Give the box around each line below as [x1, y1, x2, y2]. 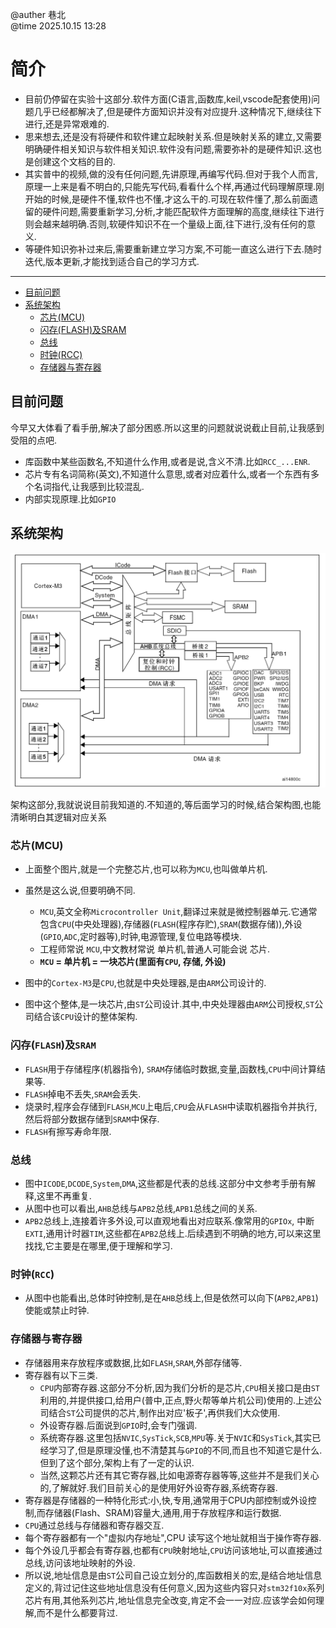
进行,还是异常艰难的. [24, 118, 110, 130]
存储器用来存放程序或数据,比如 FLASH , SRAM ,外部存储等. [24, 1356, 243, 1368]
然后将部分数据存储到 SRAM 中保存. [24, 1113, 160, 1125]
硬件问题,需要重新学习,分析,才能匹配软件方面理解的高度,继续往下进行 [42, 205, 325, 217]
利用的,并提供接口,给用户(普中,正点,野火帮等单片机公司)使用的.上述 [39, 1394, 313, 1406]
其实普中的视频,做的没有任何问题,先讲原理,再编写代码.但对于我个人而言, [24, 168, 318, 180]
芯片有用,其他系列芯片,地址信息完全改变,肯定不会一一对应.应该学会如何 [24, 1594, 316, 1606]
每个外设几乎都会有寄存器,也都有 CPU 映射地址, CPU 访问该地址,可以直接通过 [24, 1544, 323, 1556]
